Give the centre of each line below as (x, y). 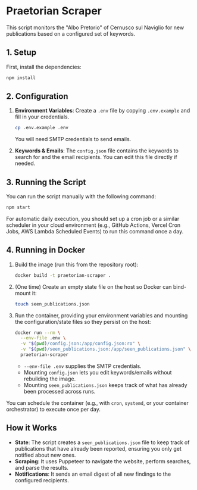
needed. (25, 163)
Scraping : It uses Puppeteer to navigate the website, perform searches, (103, 461)
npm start (18, 207)
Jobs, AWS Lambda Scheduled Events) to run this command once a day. (95, 231)
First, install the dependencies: (44, 67)
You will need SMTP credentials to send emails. (73, 139)
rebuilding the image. (50, 379)
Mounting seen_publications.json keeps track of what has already (105, 385)
